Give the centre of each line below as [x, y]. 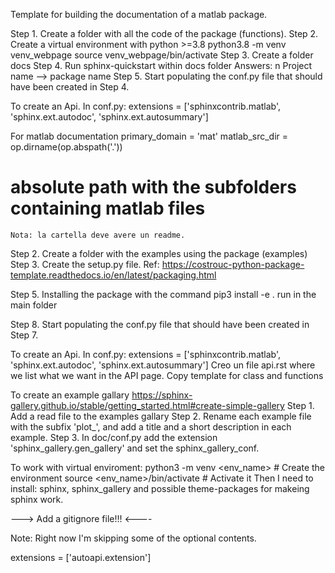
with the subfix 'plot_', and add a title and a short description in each [151, 426]
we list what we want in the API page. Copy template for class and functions [167, 375]
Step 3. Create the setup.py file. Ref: [85, 264]
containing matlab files [108, 208]
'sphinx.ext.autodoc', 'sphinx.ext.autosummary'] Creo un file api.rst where [163, 365]
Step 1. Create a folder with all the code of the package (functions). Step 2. [164, 33]
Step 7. [24, 335]
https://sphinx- [162, 395]
